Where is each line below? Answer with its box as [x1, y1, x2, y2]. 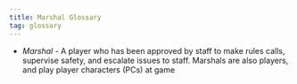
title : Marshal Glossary [9, 12, 102, 22]
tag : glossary [9, 21, 62, 30]
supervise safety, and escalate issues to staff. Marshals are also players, [21, 55, 289, 65]
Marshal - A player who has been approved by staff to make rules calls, [21, 45, 285, 56]
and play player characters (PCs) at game [21, 64, 176, 75]
